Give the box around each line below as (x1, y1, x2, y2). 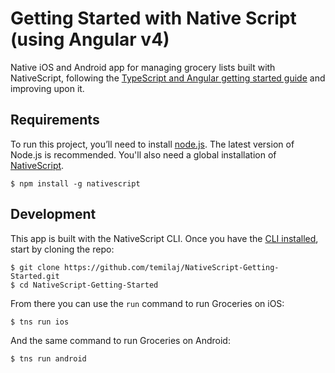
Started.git (10, 271, 60, 281)
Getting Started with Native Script (10, 7, 297, 30)
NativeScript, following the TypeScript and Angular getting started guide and (10, 72, 326, 84)
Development (10, 206, 97, 223)
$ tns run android (10, 353, 87, 364)
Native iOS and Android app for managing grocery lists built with (10, 61, 276, 73)
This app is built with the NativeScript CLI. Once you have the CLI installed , (10, 232, 319, 244)
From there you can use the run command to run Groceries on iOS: (10, 297, 285, 309)
